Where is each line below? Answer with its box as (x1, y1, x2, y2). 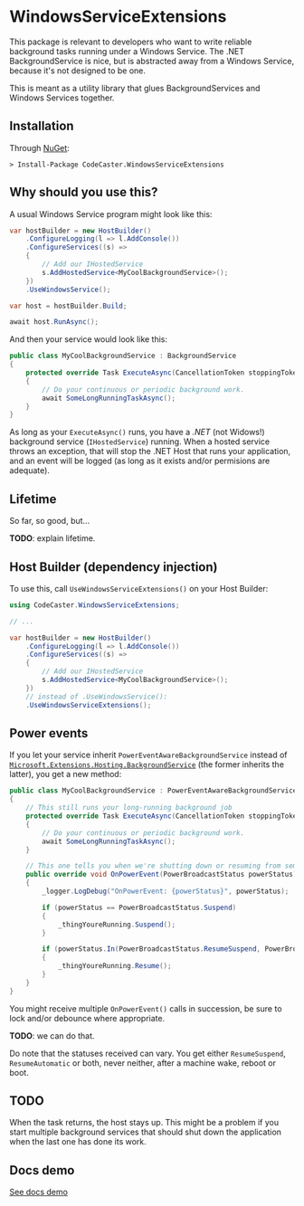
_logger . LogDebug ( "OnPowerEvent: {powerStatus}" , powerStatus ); (42, 887, 290, 896)
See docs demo (9, 1187, 68, 1198)
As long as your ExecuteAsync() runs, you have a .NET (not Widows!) (9, 427, 265, 438)
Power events (9, 726, 89, 741)
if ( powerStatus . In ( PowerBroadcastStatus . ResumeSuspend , (42, 945, 261, 954)
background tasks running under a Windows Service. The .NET (9, 45, 244, 56)
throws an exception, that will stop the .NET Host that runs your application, (9, 446, 291, 457)
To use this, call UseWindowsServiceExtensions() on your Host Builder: (9, 583, 269, 594)
